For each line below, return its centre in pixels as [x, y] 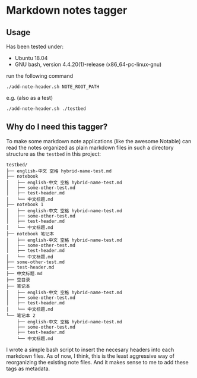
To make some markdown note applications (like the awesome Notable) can [99, 141]
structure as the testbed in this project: [54, 154]
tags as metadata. [28, 368]
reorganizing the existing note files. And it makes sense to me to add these [97, 362]
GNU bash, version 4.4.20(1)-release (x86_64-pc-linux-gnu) [88, 64]
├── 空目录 [18, 280]
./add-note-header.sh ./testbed [46, 109]
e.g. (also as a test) [30, 98]
